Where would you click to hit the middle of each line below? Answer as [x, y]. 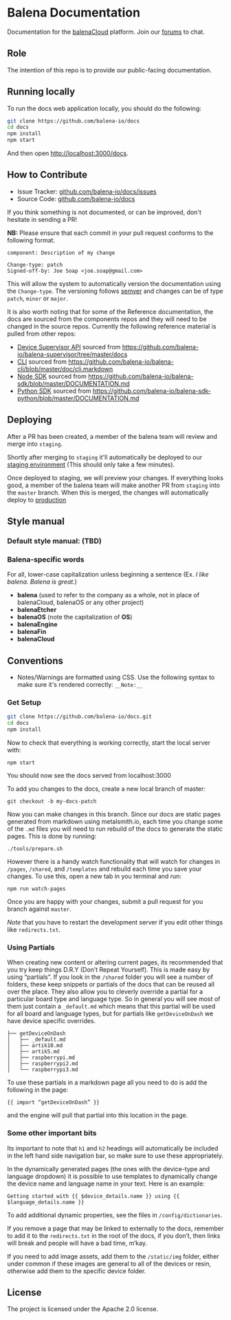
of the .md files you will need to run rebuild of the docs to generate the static [115, 829]
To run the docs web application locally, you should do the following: [104, 108]
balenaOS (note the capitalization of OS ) [75, 617]
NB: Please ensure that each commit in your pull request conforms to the [110, 233]
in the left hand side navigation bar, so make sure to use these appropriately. [115, 1155]
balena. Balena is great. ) [42, 582]
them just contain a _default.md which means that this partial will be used [111, 1007]
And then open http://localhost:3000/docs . [68, 154]
